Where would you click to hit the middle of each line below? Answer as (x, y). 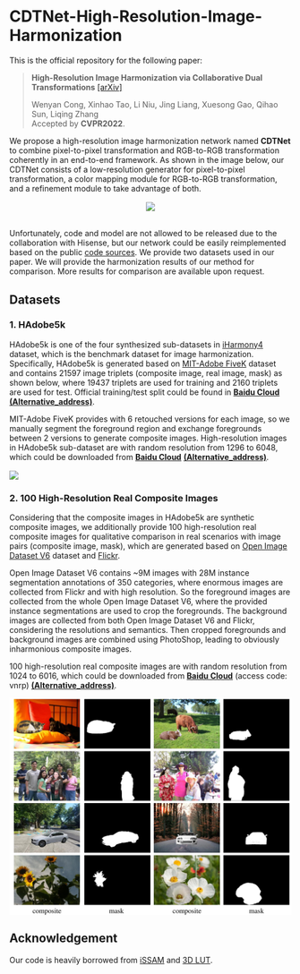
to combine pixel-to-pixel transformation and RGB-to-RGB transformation (145, 150)
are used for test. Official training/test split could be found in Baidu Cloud (145, 392)
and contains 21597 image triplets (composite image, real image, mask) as (146, 372)
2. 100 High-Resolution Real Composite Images (114, 498)
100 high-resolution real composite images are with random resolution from (148, 666)
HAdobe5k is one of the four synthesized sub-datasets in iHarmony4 (137, 344)
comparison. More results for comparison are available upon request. (137, 271)
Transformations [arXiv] (77, 87)
